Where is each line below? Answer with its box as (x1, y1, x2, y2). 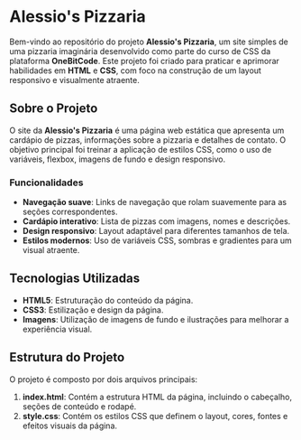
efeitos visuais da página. (22, 420, 118, 431)
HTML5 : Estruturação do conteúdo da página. (22, 295, 194, 305)
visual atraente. (22, 245, 80, 256)
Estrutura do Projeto (9, 350, 125, 365)
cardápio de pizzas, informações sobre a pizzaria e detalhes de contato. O (9, 134, 287, 145)
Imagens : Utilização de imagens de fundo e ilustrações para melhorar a (22, 314, 289, 324)
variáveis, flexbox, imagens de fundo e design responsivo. (9, 154, 226, 164)
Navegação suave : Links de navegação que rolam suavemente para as (22, 197, 287, 208)
